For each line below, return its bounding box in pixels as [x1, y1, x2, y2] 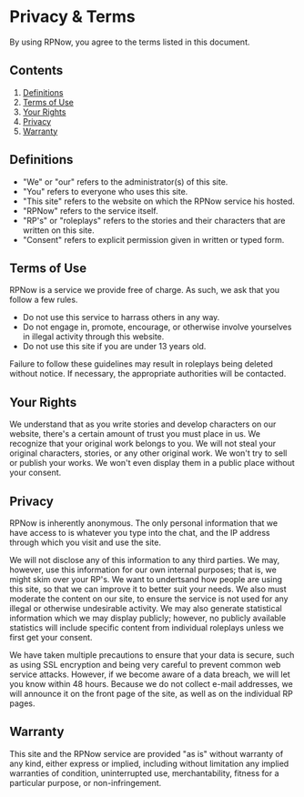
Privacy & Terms [9, 6, 136, 27]
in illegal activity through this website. [22, 331, 165, 342]
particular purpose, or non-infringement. [9, 777, 162, 788]
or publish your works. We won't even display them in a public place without [9, 458, 296, 469]
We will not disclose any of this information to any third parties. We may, [9, 555, 280, 565]
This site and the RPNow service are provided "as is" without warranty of [9, 748, 284, 759]
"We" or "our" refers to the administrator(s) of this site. [22, 176, 228, 187]
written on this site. [22, 225, 96, 236]
